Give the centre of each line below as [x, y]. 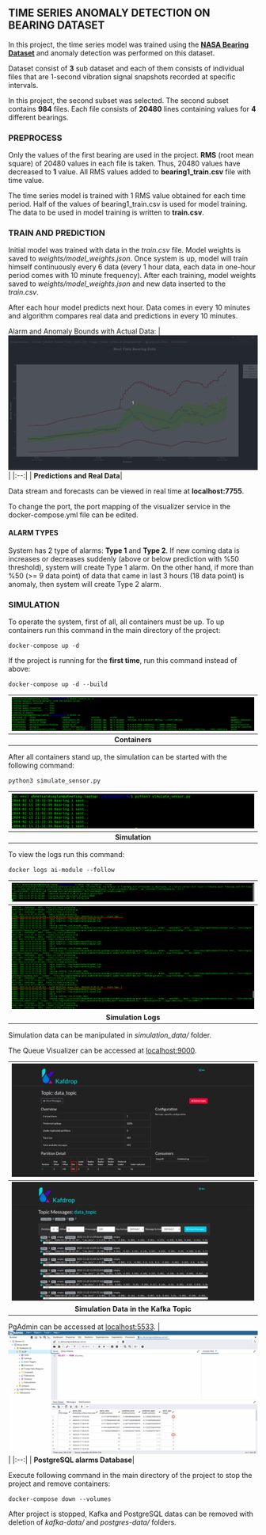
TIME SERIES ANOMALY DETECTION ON [109, 13]
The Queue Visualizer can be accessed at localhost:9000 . [103, 1050]
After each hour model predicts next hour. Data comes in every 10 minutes [129, 307]
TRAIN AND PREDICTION [57, 233]
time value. [26, 181]
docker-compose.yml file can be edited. [73, 515]
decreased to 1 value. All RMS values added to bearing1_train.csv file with [130, 172]
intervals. [23, 85]
